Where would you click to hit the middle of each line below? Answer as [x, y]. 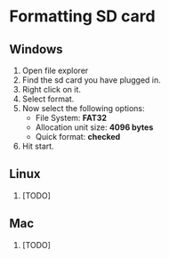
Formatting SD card [82, 16]
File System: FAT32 [71, 118]
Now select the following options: [83, 108]
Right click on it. [52, 89]
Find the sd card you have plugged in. [92, 80]
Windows [36, 49]
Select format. [48, 99]
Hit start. [38, 146]
